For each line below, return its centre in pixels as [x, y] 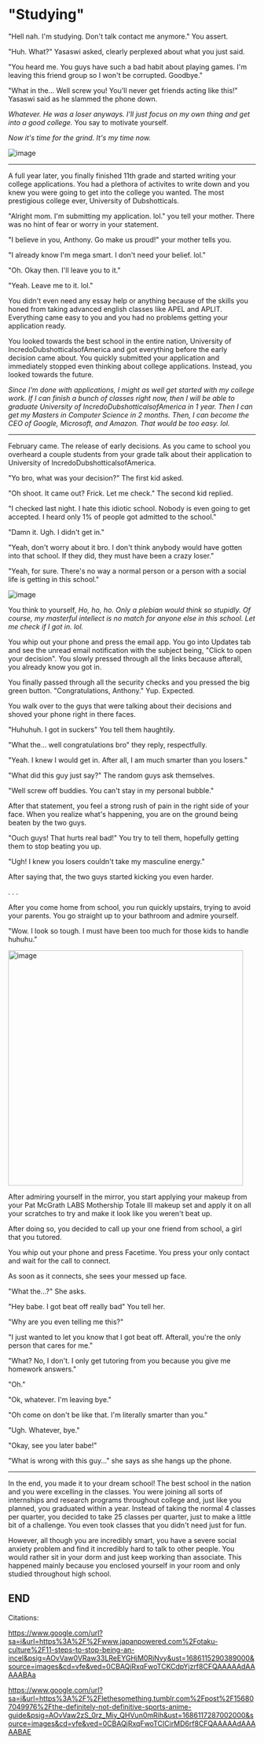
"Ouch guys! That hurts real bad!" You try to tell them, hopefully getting [124, 837]
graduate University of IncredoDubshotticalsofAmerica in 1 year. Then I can [130, 406]
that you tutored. [35, 1237]
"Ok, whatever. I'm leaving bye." [60, 1399]
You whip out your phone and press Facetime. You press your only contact [129, 1252]
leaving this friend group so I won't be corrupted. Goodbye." [105, 75]
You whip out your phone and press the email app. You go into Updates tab [130, 642]
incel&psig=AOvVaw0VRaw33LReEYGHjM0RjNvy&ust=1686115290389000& [131, 1658]
